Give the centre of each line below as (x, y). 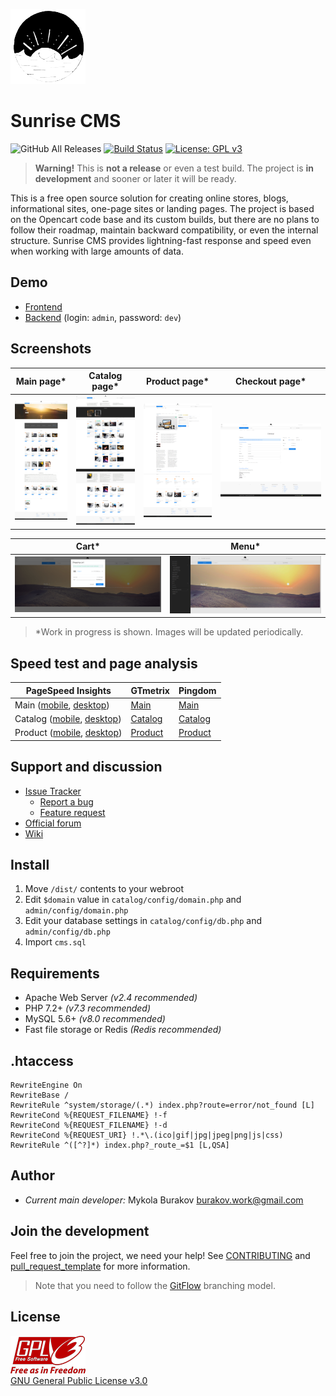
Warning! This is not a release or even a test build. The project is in (174, 168)
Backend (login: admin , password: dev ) (103, 317)
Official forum (53, 823)
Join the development (80, 1231)
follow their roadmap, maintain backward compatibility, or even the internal (164, 230)
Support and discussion (86, 767)
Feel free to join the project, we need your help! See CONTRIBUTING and (160, 1255)
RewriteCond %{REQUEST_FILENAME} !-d (89, 1125)
